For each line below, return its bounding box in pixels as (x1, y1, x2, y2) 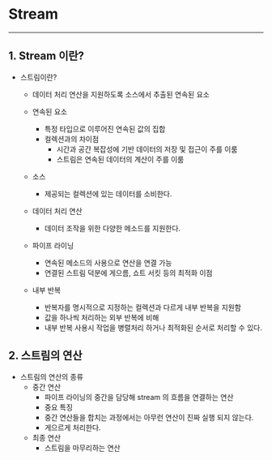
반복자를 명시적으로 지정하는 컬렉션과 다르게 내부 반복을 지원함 (44, 302, 241, 312)
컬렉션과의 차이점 (44, 134, 100, 144)
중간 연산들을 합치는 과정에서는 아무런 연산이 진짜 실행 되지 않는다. (44, 412, 254, 422)
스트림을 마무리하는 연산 (44, 443, 121, 453)
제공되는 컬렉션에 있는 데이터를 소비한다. (44, 188, 172, 199)
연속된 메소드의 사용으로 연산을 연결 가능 (44, 257, 172, 268)
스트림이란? (19, 72, 57, 82)
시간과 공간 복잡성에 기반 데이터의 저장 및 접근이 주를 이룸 (56, 144, 238, 154)
